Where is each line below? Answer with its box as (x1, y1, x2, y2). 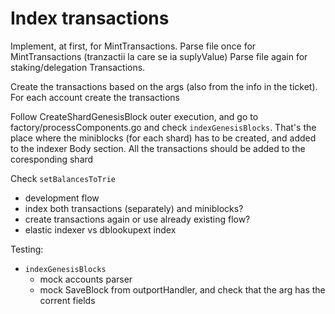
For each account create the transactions (10, 91, 180, 103)
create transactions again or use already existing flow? (24, 213, 251, 225)
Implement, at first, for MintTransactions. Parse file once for (10, 40, 257, 52)
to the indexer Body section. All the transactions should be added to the (10, 142, 306, 154)
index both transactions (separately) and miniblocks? (24, 202, 244, 214)
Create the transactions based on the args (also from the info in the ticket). (10, 80, 318, 92)
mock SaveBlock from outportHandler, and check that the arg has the (39, 283, 326, 296)
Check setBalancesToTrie (10, 172, 116, 184)
